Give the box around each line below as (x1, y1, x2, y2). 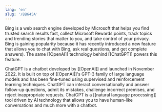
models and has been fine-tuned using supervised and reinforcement (5, 76, 145, 82)
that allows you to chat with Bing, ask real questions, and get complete (5, 46, 147, 52)
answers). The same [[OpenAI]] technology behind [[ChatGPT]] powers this (5, 51, 158, 57)
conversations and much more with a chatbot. (5, 102, 98, 108)
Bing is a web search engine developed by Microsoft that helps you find (5, 25, 149, 31)
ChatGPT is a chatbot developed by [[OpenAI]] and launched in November (5, 66, 155, 71)
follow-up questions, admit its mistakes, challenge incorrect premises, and (5, 87, 155, 92)
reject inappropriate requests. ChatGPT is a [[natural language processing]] (5, 91, 157, 98)
